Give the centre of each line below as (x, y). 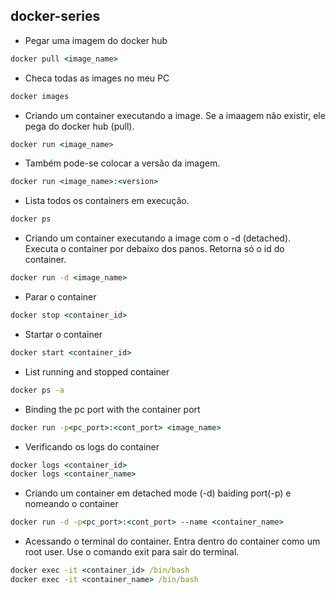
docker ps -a (37, 390)
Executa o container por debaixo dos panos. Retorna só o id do (154, 249)
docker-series (55, 16)
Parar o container (60, 297)
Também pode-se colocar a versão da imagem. (122, 163)
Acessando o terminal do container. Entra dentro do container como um (172, 541)
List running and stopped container (97, 371)
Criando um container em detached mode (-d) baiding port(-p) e (158, 493)
